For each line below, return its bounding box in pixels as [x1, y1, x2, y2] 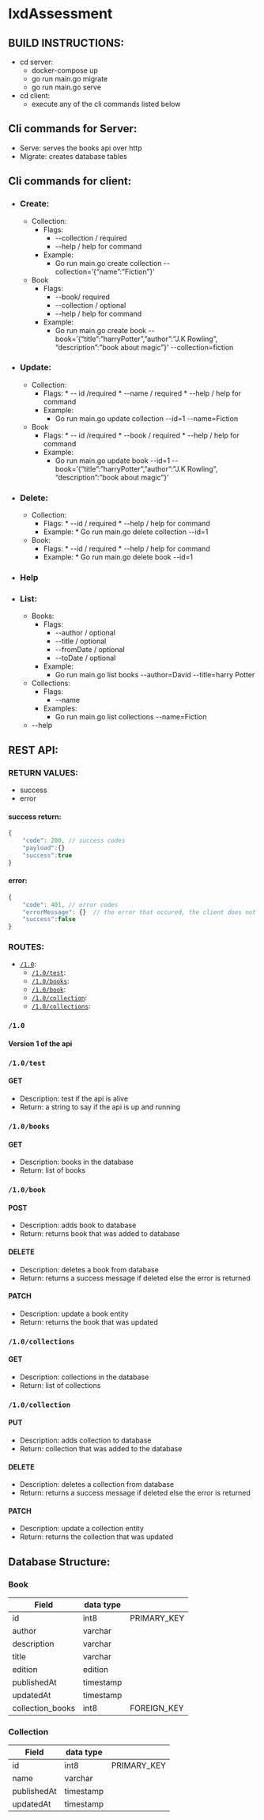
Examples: [43, 703, 77, 713]
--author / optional [55, 628, 116, 638]
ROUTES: [8, 942, 45, 953]
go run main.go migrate [31, 74, 108, 83]
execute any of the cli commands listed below [31, 100, 181, 108]
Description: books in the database [19, 1157, 134, 1167]
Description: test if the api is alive [19, 1094, 129, 1104]
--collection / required [55, 233, 128, 242]
